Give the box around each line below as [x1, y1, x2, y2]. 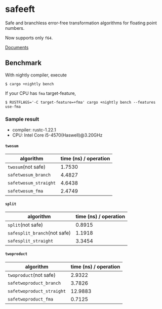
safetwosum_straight [7, 180, 56, 186]
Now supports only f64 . [5, 35, 53, 41]
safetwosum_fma [7, 188, 43, 194]
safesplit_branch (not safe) [7, 230, 71, 237]
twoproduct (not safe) [7, 271, 56, 278]
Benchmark [5, 59, 42, 67]
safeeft [5, 3, 36, 15]
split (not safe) [7, 222, 43, 229]
